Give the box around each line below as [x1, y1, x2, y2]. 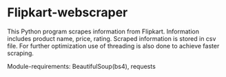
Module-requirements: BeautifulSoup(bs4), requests [7, 62, 156, 70]
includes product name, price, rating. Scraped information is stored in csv [7, 34, 216, 42]
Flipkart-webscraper [7, 5, 128, 20]
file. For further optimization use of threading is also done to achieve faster [7, 42, 220, 50]
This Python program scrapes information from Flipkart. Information [7, 27, 200, 35]
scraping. [7, 49, 34, 57]
